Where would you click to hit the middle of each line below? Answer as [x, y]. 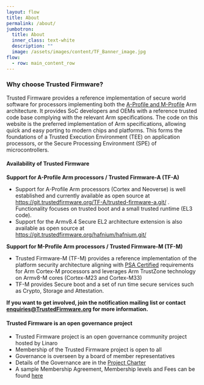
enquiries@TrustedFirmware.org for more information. [77, 309]
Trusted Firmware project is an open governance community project [101, 337]
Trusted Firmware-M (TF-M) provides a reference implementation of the [106, 258]
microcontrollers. [28, 150]
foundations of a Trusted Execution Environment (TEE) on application [93, 137]
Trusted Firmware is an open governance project [69, 323]
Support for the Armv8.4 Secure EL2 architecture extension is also [99, 222]
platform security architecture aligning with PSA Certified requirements [104, 265]
